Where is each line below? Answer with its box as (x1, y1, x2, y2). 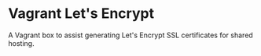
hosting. (8, 38, 35, 47)
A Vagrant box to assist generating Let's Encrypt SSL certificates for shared (8, 30, 253, 40)
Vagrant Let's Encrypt (8, 5, 155, 23)
